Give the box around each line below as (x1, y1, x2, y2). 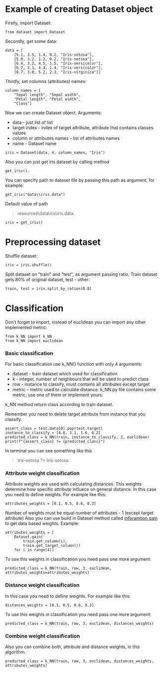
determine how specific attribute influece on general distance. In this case (5, 486, 157, 493)
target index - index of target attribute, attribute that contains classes (12, 124, 154, 130)
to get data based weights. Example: (5, 520, 80, 526)
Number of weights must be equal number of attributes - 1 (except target (5, 510, 154, 516)
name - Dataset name (12, 140, 57, 146)
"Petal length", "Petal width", (14, 96, 81, 101)
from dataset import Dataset (5, 29, 65, 34)
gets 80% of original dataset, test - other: (5, 276, 90, 282)
